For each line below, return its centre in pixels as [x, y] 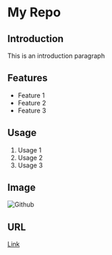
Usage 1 [29, 150]
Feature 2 [32, 103]
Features [27, 78]
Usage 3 [30, 165]
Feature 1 [31, 95]
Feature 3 [32, 110]
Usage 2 [30, 157]
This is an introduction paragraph [56, 56]
